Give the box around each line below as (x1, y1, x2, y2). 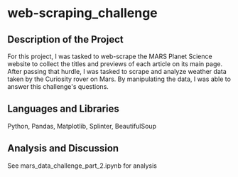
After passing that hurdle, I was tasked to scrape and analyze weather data (7, 68, 227, 75)
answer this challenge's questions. (7, 82, 109, 90)
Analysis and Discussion (7, 142, 119, 154)
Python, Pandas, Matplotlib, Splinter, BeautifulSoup (7, 122, 156, 130)
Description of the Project (7, 33, 124, 45)
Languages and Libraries (7, 103, 119, 115)
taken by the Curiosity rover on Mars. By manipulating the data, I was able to (7, 75, 231, 83)
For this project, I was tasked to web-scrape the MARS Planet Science (7, 52, 212, 60)
